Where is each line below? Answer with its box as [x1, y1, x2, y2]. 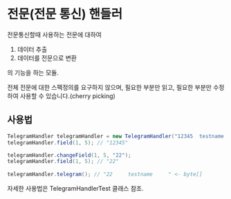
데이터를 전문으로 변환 [17, 53, 77, 62]
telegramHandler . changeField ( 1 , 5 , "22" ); [7, 151, 131, 159]
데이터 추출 [17, 45, 48, 53]
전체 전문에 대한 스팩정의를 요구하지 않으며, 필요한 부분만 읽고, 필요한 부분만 [7, 83, 212, 91]
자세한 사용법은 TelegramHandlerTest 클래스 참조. [7, 184, 144, 192]
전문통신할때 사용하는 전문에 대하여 [7, 30, 102, 39]
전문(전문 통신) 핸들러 [7, 6, 123, 22]
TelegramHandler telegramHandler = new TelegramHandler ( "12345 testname [7, 133, 225, 140]
